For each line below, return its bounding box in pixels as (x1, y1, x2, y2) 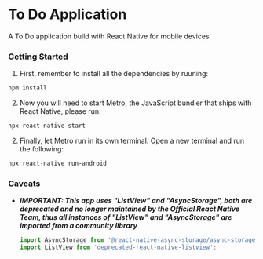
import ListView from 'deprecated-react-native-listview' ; (19, 243, 217, 252)
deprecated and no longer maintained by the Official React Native (19, 204, 240, 213)
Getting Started (8, 51, 68, 62)
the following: (19, 144, 64, 154)
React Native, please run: (19, 107, 101, 116)
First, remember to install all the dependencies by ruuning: (19, 69, 209, 78)
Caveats (8, 178, 41, 189)
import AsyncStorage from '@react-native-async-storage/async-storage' (19, 236, 259, 244)
